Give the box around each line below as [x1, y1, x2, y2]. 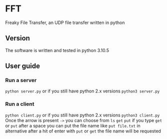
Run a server [5, 77, 37, 84]
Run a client [5, 100, 34, 107]
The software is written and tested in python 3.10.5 [5, 47, 109, 53]
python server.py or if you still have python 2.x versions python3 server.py [5, 88, 160, 94]
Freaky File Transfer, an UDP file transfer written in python [5, 19, 125, 25]
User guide [5, 62, 40, 70]
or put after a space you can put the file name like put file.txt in [5, 122, 141, 128]
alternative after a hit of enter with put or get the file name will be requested [5, 128, 161, 134]
